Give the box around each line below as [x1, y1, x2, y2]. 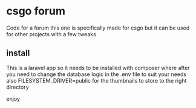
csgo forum [6, 4, 65, 18]
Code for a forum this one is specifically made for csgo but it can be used [6, 24, 190, 31]
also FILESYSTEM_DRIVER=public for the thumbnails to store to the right [6, 77, 187, 84]
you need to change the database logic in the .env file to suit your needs [6, 71, 186, 78]
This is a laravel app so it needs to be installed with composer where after [6, 64, 190, 71]
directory [6, 83, 29, 91]
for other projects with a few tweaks [6, 30, 97, 37]
